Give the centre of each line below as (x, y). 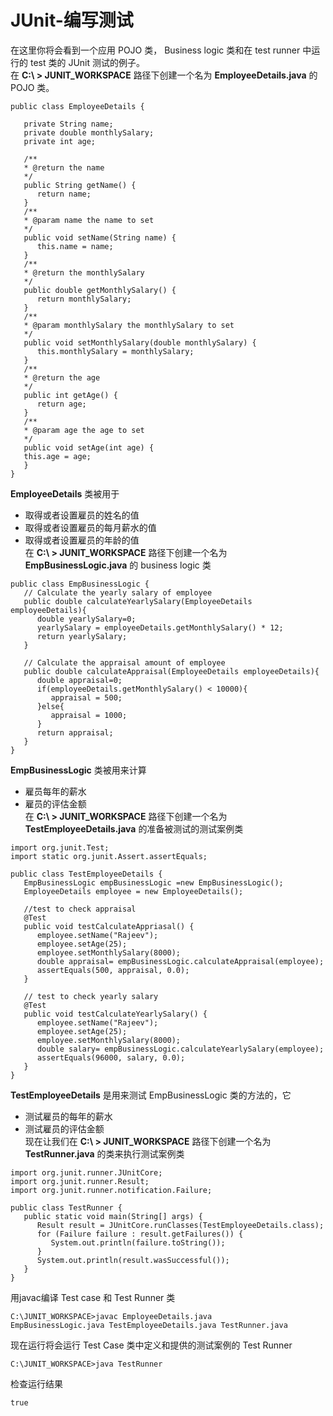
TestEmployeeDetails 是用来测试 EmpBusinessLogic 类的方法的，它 (151, 1095)
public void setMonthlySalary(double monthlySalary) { (140, 342)
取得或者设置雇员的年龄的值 (82, 540)
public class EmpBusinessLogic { (80, 584)
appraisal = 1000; (89, 715)
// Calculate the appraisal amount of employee (124, 662)
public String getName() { (80, 185)
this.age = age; (57, 456)
